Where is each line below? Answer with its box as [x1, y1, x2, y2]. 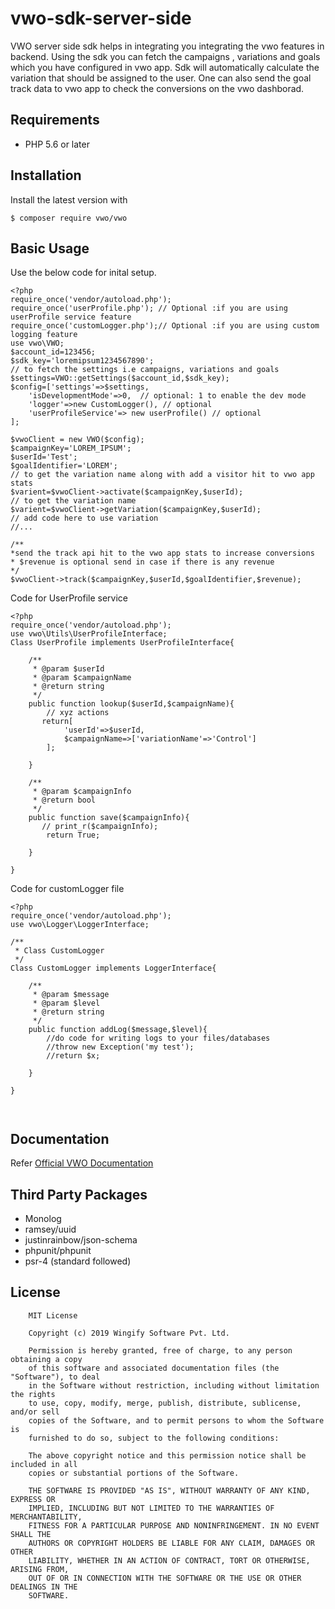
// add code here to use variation [10, 513, 159, 524]
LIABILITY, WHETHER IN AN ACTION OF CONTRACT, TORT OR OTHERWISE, [28, 1555, 311, 1566]
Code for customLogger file [10, 883, 125, 895]
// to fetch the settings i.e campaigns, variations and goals [10, 365, 280, 375]
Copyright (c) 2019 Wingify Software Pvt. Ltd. [28, 1328, 230, 1338]
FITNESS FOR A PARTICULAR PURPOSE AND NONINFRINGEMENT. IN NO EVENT [28, 1520, 320, 1531]
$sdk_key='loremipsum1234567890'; [10, 356, 155, 366]
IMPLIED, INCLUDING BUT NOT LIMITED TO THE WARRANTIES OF [28, 1503, 275, 1513]
